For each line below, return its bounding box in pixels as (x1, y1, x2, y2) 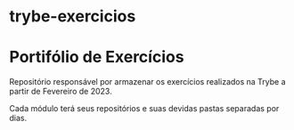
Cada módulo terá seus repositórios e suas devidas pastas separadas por (9, 103, 280, 114)
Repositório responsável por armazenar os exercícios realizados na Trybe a (9, 77, 287, 87)
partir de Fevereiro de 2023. (9, 86, 113, 97)
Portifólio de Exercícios (9, 47, 184, 68)
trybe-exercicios (9, 6, 136, 27)
